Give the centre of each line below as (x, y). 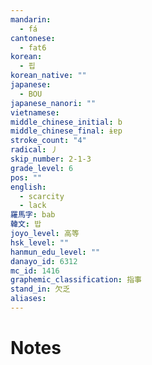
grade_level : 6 (42, 168)
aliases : (28, 299)
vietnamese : (35, 112)
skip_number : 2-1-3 (51, 159)
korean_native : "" (48, 76)
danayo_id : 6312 (44, 261)
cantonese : (33, 38)
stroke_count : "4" (48, 141)
